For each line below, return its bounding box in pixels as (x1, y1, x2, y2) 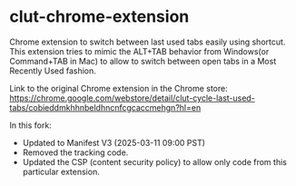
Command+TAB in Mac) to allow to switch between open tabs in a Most (9, 55, 277, 66)
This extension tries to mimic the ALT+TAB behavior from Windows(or (9, 45, 270, 56)
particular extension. (22, 166, 100, 177)
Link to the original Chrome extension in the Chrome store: (9, 83, 229, 93)
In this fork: (9, 120, 52, 131)
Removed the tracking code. (22, 147, 129, 158)
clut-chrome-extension (9, 6, 190, 27)
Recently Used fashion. (9, 65, 97, 76)
